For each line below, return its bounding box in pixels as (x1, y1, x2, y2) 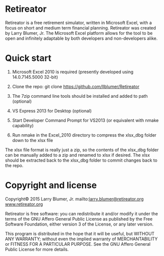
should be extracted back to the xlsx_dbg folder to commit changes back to (5, 157, 158, 163)
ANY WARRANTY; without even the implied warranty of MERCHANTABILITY (5, 236, 158, 242)
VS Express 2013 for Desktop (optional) (12, 108, 92, 114)
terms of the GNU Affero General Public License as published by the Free (5, 216, 153, 222)
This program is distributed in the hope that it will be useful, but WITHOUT (5, 230, 155, 236)
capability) (12, 122, 34, 128)
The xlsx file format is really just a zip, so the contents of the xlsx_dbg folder (5, 146, 159, 153)
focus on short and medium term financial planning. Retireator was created (5, 25, 156, 30)
